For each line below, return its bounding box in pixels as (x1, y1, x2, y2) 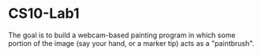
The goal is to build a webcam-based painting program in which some (8, 30, 236, 40)
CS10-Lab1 (8, 5, 80, 23)
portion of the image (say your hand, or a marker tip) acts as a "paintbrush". (8, 38, 255, 47)
